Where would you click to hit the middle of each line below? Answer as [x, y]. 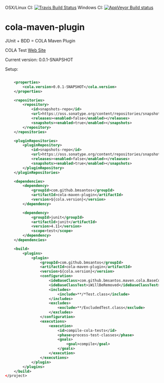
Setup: [12, 69]
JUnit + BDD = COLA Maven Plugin [40, 40]
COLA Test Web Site [26, 50]
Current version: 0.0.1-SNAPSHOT [39, 60]
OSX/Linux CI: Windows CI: [54, 8]
